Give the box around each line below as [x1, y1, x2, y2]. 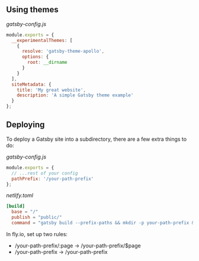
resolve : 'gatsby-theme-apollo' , [21, 49, 105, 54]
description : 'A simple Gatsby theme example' [17, 92, 134, 98]
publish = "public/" [11, 214, 62, 221]
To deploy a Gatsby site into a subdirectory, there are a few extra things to [6, 136, 187, 143]
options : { [21, 54, 49, 60]
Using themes [6, 5, 59, 15]
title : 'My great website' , [17, 87, 86, 93]
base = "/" [11, 209, 38, 215]
